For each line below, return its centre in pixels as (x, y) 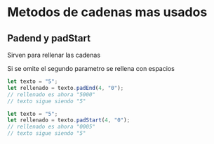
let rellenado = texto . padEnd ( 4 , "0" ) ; (66, 88)
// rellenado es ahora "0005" (52, 127)
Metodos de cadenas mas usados (107, 12)
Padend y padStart (49, 38)
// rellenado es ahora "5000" (52, 94)
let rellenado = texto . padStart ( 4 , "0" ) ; (69, 120)
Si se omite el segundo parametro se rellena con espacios (91, 68)
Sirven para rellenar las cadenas (54, 55)
